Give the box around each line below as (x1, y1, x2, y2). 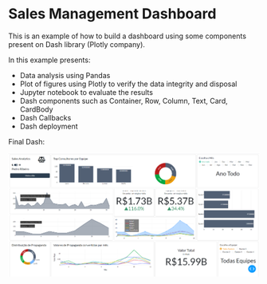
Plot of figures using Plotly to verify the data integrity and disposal (19, 79, 238, 89)
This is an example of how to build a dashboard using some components (8, 31, 247, 41)
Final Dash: (8, 136, 45, 146)
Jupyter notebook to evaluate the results (19, 87, 154, 97)
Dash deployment (19, 121, 78, 131)
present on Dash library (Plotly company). (8, 39, 146, 49)
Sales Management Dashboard (8, 5, 217, 23)
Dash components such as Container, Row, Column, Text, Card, (19, 96, 229, 105)
